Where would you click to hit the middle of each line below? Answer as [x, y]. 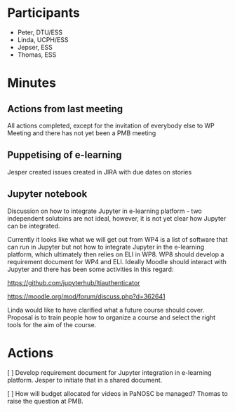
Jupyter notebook [47, 194]
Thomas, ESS [37, 55]
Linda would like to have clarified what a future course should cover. [106, 310]
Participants [44, 13]
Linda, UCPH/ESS [43, 39]
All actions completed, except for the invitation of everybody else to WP [111, 125]
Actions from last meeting [65, 109]
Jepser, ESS [35, 47]
